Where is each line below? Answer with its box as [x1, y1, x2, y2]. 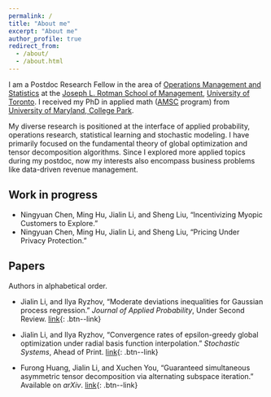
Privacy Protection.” [20, 235, 87, 245]
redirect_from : [8, 42, 60, 50]
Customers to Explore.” [20, 218, 98, 228]
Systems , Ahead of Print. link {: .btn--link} [20, 347, 159, 356]
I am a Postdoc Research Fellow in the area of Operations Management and [8, 79, 262, 89]
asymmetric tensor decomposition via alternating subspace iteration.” [20, 371, 254, 381]
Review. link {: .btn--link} [20, 314, 102, 324]
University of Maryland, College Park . [8, 105, 134, 115]
